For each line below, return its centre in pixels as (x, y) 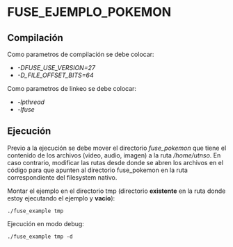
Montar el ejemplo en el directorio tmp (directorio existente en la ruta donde (116, 191)
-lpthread (31, 102)
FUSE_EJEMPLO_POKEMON (89, 12)
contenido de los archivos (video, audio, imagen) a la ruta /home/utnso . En (114, 155)
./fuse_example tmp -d (40, 237)
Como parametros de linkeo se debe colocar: (72, 88)
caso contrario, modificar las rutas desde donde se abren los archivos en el (115, 162)
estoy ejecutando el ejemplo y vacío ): (61, 198)
